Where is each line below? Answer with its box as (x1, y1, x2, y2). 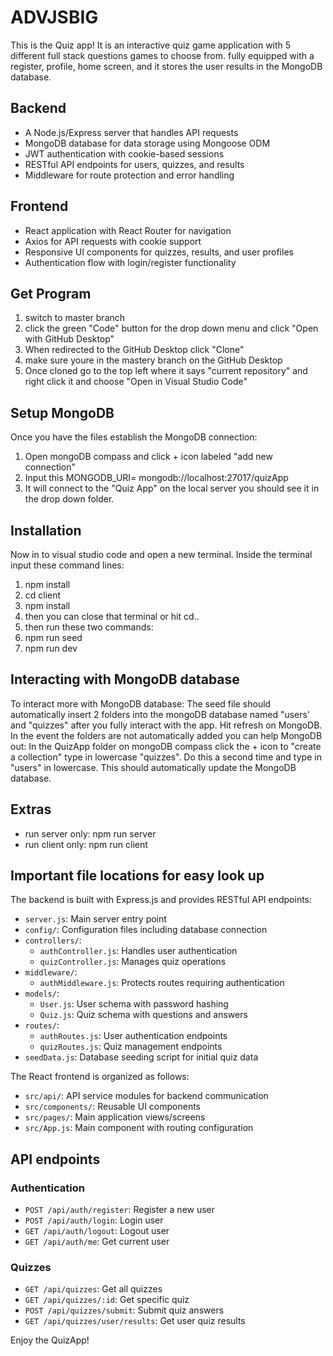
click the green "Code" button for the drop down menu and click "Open (24, 322, 319, 335)
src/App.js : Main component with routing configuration (24, 1122, 254, 1134)
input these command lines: (10, 559, 125, 571)
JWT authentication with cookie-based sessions (24, 147, 225, 160)
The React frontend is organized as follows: (10, 1071, 190, 1083)
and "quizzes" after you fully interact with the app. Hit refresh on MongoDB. (10, 719, 323, 731)
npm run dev (24, 642, 78, 654)
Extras (10, 801, 52, 818)
